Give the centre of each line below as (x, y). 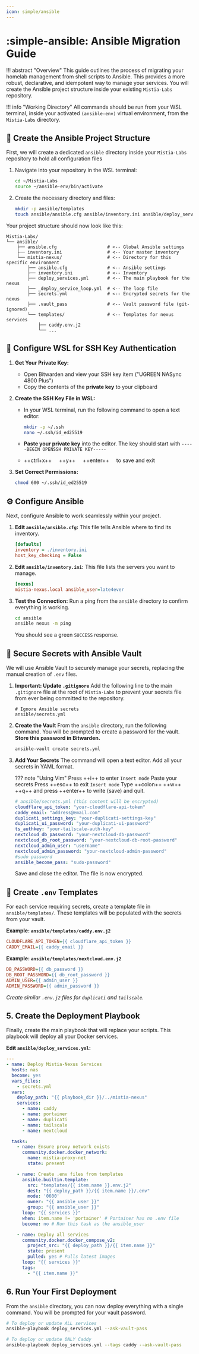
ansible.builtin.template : (55, 1179)
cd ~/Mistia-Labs (36, 181)
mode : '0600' (44, 1196)
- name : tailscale (45, 1125)
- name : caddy (40, 1109)
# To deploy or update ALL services (51, 1323)
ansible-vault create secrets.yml (57, 749)
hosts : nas (25, 1070)
